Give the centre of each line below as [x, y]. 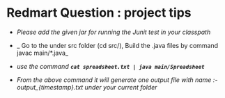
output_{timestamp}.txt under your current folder [87, 87]
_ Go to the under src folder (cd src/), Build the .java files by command [117, 45]
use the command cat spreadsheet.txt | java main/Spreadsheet [110, 66]
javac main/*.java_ [42, 53]
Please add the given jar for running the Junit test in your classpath [114, 32]
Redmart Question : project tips [99, 13]
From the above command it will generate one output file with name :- [117, 80]
